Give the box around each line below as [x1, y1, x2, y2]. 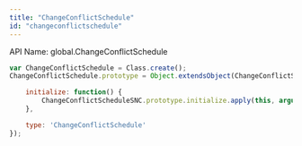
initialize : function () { [25, 88, 123, 97]
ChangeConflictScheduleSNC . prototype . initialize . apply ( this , [41, 96, 276, 106]
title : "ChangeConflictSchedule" [9, 13, 135, 22]
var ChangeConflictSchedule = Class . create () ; [9, 64, 187, 73]
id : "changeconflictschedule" [9, 21, 123, 30]
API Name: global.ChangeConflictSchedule [9, 46, 168, 56]
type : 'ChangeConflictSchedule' [25, 120, 147, 130]
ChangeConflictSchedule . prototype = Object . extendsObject [9, 72, 231, 81]
